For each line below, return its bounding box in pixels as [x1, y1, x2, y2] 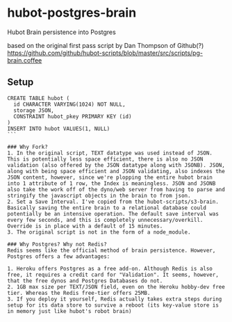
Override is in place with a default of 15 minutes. [7, 223, 163, 230]
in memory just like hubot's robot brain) [7, 307, 132, 314]
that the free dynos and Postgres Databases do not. [7, 277, 163, 284]
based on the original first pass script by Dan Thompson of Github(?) [7, 41, 204, 49]
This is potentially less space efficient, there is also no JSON [7, 155, 204, 163]
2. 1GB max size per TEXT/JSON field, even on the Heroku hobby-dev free [7, 283, 226, 290]
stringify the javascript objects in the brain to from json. [7, 192, 191, 199]
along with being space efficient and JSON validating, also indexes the [7, 168, 226, 175]
